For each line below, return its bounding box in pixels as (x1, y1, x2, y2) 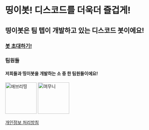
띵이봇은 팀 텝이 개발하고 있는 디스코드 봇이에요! (5, 26, 144, 35)
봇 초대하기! (5, 42, 32, 49)
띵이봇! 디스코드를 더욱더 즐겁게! (5, 5, 131, 16)
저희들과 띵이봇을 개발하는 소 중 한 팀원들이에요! (5, 71, 98, 77)
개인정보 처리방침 (5, 119, 39, 125)
